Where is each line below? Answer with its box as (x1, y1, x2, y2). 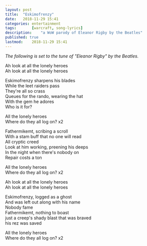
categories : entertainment (5, 21, 61, 26)
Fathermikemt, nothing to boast (5, 209, 69, 215)
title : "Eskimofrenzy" (5, 12, 54, 17)
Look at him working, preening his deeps (5, 144, 88, 150)
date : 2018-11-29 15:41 (5, 16, 58, 21)
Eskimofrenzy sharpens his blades (5, 77, 76, 83)
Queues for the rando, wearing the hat (5, 93, 83, 99)
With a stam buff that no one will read (5, 133, 82, 139)
